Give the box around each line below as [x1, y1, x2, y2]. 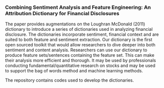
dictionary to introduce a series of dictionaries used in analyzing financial [5, 26, 153, 32]
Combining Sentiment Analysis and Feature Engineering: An [5, 4, 151, 11]
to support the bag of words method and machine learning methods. [5, 68, 143, 74]
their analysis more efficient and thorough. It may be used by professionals [5, 58, 156, 64]
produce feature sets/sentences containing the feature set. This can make [5, 52, 155, 58]
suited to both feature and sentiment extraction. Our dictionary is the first [5, 37, 153, 43]
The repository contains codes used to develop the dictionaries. [5, 77, 134, 83]
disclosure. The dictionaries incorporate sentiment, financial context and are [5, 31, 159, 38]
